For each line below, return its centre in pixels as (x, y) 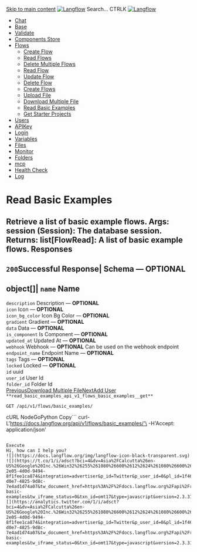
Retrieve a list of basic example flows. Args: (88, 221)
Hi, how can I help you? (36, 451)
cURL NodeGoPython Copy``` (42, 417)
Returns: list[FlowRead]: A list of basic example (94, 240)
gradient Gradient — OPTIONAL (45, 321)
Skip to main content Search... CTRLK (66, 9)
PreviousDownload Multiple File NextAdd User (61, 390)
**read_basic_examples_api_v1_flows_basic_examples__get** (80, 396)
